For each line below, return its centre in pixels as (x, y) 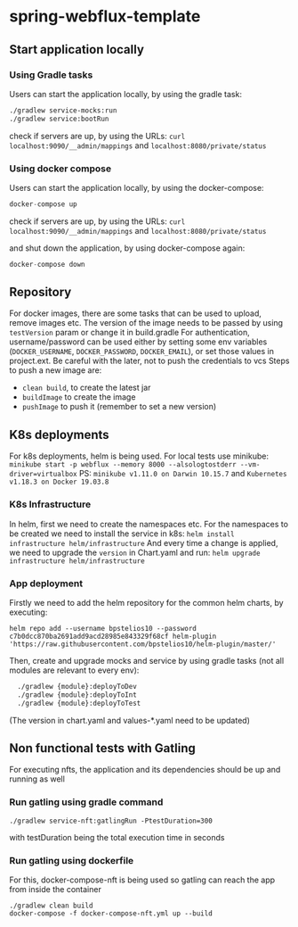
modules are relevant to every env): (74, 670)
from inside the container (56, 889)
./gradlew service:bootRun (59, 119)
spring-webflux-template (105, 17)
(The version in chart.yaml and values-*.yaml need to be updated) (130, 720)
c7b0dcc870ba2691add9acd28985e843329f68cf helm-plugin (113, 636)
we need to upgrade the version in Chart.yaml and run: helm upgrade (135, 552)
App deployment (46, 584)
